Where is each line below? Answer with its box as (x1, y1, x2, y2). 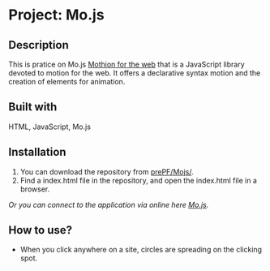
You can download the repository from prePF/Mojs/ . (19, 166, 195, 176)
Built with (8, 100, 58, 114)
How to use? (8, 223, 73, 237)
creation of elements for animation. (8, 77, 126, 86)
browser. (19, 184, 50, 194)
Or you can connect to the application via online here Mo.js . (8, 200, 209, 209)
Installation (8, 145, 66, 159)
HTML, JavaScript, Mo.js (8, 122, 92, 131)
